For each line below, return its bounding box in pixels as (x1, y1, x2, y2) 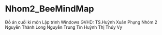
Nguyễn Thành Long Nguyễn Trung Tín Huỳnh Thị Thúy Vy (5, 24, 122, 30)
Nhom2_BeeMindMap (5, 3, 94, 14)
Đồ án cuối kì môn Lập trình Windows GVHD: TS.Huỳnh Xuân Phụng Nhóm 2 (5, 19, 158, 25)
